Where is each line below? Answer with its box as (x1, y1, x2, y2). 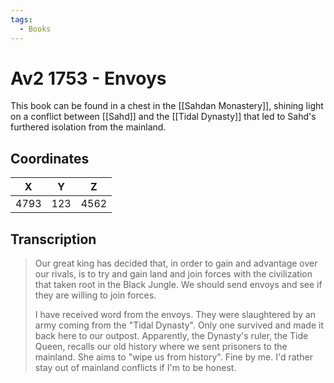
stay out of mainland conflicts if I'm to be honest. (34, 362, 237, 374)
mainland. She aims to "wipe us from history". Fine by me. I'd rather (34, 351, 313, 363)
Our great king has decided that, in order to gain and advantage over (34, 257, 318, 270)
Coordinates (10, 150, 90, 167)
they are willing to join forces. (34, 289, 157, 301)
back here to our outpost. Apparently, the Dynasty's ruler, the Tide (34, 330, 309, 342)
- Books (19, 24, 52, 34)
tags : (10, 14, 33, 25)
